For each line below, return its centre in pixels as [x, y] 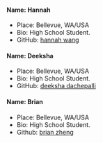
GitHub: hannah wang [48, 40]
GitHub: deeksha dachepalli [56, 86]
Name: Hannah [29, 10]
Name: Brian [25, 102]
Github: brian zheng [45, 132]
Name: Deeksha [30, 56]
